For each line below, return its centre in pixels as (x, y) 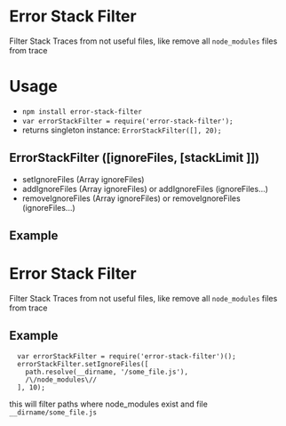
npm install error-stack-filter (82, 112)
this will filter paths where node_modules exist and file (109, 404)
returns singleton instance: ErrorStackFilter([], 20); (122, 130)
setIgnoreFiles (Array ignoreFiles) (83, 179)
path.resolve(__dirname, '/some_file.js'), (107, 372)
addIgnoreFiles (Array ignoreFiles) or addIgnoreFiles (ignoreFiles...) (145, 189)
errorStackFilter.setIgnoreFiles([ (83, 364)
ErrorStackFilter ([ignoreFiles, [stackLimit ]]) (135, 158)
